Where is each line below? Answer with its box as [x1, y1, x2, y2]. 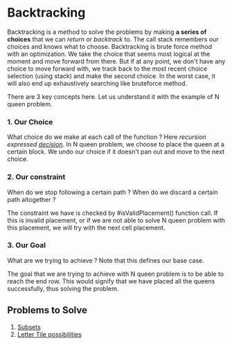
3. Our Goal [7, 241, 46, 250]
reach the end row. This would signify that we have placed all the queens [7, 277, 215, 285]
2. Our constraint [7, 172, 66, 182]
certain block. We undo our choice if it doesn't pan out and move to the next [7, 147, 225, 156]
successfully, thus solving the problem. [7, 284, 119, 292]
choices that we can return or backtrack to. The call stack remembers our [7, 35, 220, 43]
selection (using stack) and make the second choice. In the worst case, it [7, 71, 216, 80]
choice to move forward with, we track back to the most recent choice [7, 64, 208, 73]
